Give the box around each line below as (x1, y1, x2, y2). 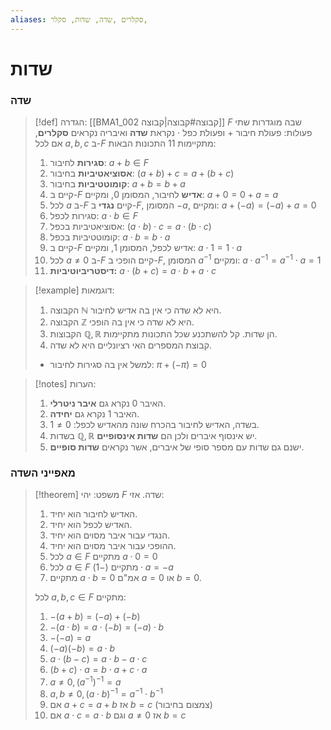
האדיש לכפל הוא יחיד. (49, 519, 133, 531)
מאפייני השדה (10, 466, 76, 480)
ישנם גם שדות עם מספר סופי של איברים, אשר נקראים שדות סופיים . (49, 441, 305, 453)
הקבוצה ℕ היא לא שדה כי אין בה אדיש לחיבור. (49, 304, 222, 316)
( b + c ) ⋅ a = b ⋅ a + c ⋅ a (49, 664, 148, 676)
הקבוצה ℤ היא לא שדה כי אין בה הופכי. (49, 316, 195, 328)
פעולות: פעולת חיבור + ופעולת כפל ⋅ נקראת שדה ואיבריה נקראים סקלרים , (34, 127, 313, 139)
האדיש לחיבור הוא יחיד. (49, 508, 138, 520)
